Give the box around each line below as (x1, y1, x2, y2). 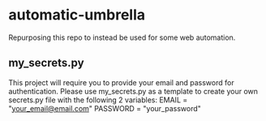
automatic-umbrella (8, 6, 146, 24)
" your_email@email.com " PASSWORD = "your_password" (8, 103, 201, 113)
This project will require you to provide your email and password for (8, 77, 234, 87)
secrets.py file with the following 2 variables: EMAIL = (8, 95, 188, 105)
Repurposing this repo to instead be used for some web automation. (8, 32, 236, 42)
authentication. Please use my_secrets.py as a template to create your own (8, 86, 258, 96)
